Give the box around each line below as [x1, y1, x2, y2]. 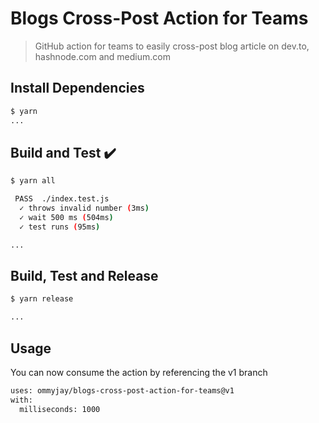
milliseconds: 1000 [19, 404, 101, 414]
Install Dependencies [10, 80, 145, 97]
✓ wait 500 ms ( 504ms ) [19, 212, 114, 222]
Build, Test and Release [10, 267, 159, 284]
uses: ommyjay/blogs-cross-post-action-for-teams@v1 [10, 385, 235, 396]
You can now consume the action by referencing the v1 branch [10, 366, 268, 378]
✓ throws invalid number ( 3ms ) [19, 203, 150, 214]
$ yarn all [10, 176, 56, 186]
